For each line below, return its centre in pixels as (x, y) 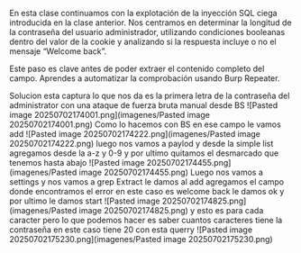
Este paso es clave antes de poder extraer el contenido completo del (137, 68)
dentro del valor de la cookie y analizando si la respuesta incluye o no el (143, 41)
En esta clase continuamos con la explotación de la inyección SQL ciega (143, 13)
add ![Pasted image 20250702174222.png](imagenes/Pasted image (135, 134)
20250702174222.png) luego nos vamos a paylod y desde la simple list (141, 144)
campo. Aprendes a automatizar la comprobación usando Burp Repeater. (145, 78)
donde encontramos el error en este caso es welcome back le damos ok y (147, 191)
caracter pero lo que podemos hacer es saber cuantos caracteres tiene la (146, 220)
